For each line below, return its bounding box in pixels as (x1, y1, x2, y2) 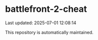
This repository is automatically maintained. (5, 29, 94, 35)
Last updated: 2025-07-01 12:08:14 (5, 20, 76, 26)
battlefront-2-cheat (5, 3, 87, 15)
